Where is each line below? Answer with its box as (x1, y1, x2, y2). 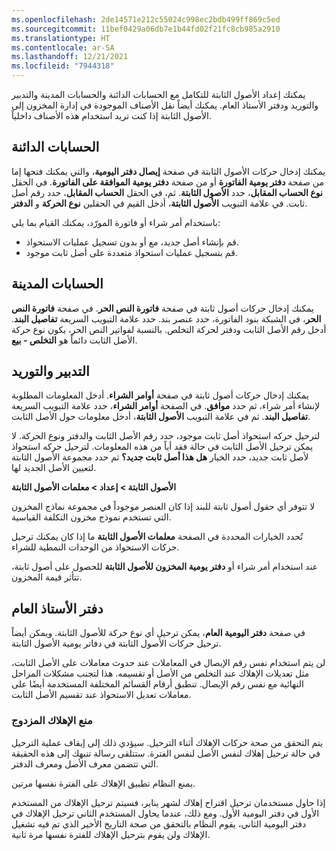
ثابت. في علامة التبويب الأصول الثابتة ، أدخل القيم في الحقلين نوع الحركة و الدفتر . (11, 197, 308, 209)
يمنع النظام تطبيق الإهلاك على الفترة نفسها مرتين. (11, 777, 196, 789)
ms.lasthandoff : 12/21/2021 (11, 52, 129, 62)
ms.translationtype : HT (11, 33, 111, 43)
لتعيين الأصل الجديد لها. (11, 462, 97, 474)
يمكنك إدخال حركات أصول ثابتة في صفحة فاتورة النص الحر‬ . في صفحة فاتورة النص (11, 302, 314, 314)
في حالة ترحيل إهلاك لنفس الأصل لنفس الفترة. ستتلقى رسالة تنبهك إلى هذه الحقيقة (11, 747, 321, 759)
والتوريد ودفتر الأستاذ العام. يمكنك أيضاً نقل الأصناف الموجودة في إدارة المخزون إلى (11, 99, 319, 111)
